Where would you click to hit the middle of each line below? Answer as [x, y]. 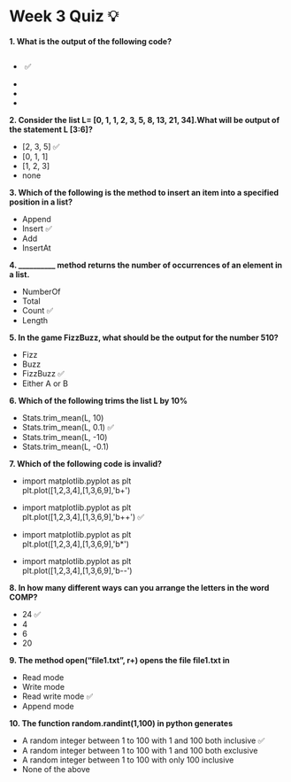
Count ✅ [38, 310]
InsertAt [36, 248]
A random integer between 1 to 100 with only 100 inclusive [128, 760]
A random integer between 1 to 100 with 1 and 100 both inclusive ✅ [143, 740]
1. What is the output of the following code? [91, 41]
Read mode [43, 677]
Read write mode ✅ [57, 696]
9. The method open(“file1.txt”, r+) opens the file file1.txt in [119, 660]
